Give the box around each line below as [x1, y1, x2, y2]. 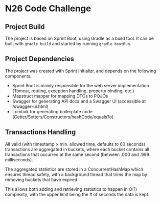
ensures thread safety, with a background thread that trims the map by [5, 171, 148, 177]
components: [5, 73, 32, 79]
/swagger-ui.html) [12, 103, 49, 109]
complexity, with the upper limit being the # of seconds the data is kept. [5, 191, 150, 197]
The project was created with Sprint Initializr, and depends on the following [5, 68, 157, 74]
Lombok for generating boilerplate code [12, 108, 93, 114]
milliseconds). [5, 156, 33, 162]
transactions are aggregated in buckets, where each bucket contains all [5, 146, 149, 152]
